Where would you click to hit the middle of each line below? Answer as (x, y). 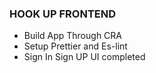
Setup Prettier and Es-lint (75, 46)
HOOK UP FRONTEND (63, 14)
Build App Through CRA (72, 36)
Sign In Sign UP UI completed (84, 57)
